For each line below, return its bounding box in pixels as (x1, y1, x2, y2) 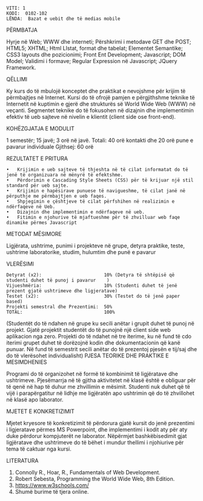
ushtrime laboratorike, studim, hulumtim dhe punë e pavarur (6, 249, 156, 255)
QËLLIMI (6, 76, 28, 82)
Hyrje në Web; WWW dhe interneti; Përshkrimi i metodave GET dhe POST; (6, 38, 191, 45)
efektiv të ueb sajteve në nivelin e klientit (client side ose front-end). (6, 113, 176, 120)
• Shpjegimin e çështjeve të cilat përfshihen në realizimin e (6, 198, 175, 204)
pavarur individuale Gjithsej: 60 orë (6, 143, 94, 150)
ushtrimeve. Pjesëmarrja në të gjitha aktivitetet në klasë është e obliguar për (6, 377, 196, 384)
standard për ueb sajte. (6, 183, 69, 189)
